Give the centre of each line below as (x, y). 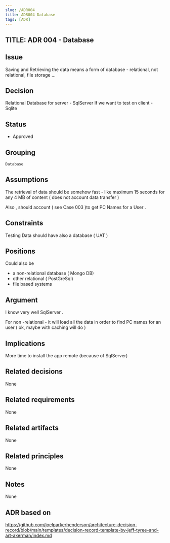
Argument (22, 300)
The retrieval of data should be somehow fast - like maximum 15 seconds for (85, 192)
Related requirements (40, 400)
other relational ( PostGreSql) (43, 279)
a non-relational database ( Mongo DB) (53, 273)
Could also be (20, 263)
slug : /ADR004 (20, 10)
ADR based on (28, 512)
